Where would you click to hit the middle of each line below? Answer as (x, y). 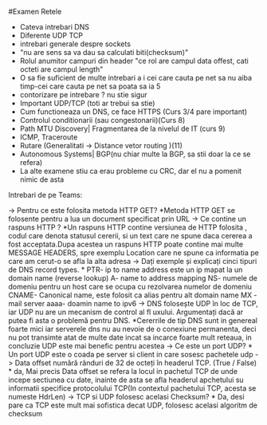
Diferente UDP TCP (51, 35)
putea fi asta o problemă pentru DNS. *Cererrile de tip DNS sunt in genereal (133, 321)
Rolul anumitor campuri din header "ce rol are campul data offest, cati (134, 61)
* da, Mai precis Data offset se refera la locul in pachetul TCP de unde (123, 371)
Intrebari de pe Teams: (45, 195)
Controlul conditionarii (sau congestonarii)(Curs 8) (102, 120)
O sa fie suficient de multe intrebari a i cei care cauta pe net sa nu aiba (136, 78)
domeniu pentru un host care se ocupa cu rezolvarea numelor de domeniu (130, 287)
